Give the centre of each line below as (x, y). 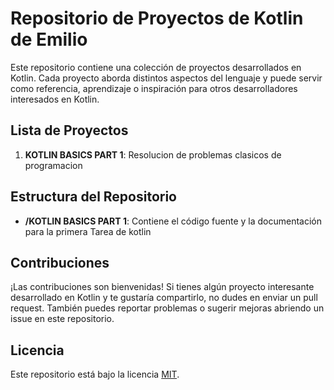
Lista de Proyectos (69, 130)
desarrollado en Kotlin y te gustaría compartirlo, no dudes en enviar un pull (164, 298)
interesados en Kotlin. (55, 99)
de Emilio (49, 39)
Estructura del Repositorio (93, 197)
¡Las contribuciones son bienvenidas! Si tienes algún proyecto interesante (162, 287)
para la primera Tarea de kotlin (88, 231)
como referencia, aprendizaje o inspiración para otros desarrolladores (154, 88)
